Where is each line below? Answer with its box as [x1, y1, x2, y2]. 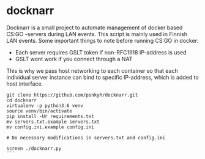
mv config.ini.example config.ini [6, 124, 95, 130]
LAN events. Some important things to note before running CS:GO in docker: [6, 37, 199, 44]
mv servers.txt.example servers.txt [6, 119, 100, 125]
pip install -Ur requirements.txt [6, 113, 95, 119]
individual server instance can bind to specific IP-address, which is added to [6, 73, 199, 81]
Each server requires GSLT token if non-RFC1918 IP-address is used [15, 48, 187, 56]
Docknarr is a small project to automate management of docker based [6, 24, 183, 31]
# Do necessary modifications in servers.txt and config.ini [6, 135, 166, 141]
